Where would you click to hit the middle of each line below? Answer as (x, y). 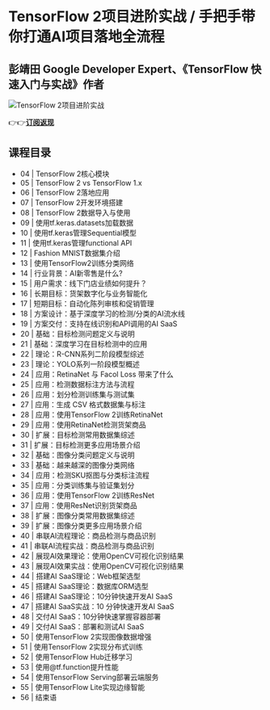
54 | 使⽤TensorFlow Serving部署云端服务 (89, 677)
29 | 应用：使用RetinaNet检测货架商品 (83, 424)
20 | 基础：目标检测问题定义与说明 (77, 334)
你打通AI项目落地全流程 (86, 37)
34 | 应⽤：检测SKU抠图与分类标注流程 (84, 475)
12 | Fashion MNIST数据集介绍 (70, 253)
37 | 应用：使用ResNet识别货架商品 (78, 505)
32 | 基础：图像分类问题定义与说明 (77, 455)
